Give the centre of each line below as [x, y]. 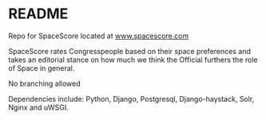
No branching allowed [45, 83]
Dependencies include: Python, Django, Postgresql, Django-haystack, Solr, [131, 99]
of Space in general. [42, 68]
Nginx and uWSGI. [39, 107]
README [38, 14]
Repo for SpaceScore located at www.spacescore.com [99, 36]
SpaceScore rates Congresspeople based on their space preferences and [130, 51]
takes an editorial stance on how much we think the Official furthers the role [133, 60]
